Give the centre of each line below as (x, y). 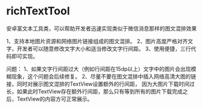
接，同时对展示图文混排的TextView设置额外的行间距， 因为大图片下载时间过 (101, 84)
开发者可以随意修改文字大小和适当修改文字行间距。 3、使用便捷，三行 (104, 49)
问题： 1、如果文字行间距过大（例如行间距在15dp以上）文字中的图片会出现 (99, 69)
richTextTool (38, 11)
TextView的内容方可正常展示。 (55, 99)
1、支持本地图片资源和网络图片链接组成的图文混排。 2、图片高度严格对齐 (97, 41)
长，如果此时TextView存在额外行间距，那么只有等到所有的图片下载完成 (95, 91)
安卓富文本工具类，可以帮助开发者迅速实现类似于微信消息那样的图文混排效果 (101, 28)
